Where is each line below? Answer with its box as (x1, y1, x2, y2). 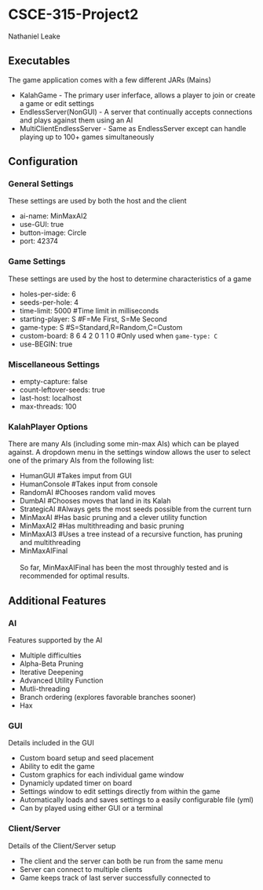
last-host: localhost (19, 394, 82, 403)
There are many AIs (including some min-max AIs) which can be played (8, 439, 239, 449)
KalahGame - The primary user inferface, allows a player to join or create (19, 90, 256, 100)
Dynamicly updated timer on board (19, 778, 133, 788)
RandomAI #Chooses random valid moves (19, 488, 155, 497)
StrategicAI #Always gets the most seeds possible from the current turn (19, 504, 252, 514)
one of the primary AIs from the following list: (8, 456, 155, 465)
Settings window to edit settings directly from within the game (19, 787, 221, 797)
